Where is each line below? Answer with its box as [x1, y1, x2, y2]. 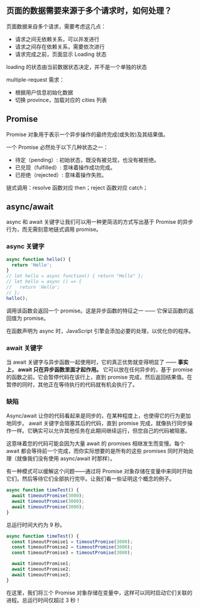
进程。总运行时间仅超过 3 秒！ [6, 596, 81, 604]
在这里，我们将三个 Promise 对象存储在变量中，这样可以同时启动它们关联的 [6, 589, 193, 596]
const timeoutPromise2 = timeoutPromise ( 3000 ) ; [11, 544, 133, 550]
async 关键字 [6, 242, 45, 251]
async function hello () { [6, 256, 71, 262]
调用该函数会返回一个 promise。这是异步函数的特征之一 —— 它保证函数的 [6, 307, 189, 314]
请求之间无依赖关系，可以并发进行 [14, 35, 100, 43]
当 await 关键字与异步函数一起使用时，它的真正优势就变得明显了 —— [6, 359, 177, 366]
